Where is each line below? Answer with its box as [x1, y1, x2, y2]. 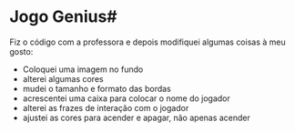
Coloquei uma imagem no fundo [22, 64, 144, 75]
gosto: [9, 46, 34, 56]
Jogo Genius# [9, 6, 118, 27]
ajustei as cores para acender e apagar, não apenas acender [22, 112, 250, 123]
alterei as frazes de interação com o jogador [22, 102, 189, 113]
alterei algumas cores [22, 73, 104, 84]
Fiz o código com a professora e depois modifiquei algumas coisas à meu [9, 36, 286, 47]
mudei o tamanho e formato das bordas [22, 83, 171, 94]
